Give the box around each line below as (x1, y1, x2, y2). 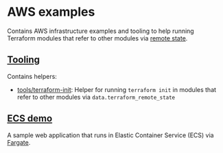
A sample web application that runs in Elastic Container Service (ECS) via (7, 131, 214, 139)
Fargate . (7, 138, 31, 146)
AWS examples (7, 4, 95, 20)
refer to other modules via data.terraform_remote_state (16, 93, 176, 101)
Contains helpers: (7, 72, 57, 80)
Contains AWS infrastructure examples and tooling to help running (7, 27, 194, 35)
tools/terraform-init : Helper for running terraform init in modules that (16, 85, 217, 93)
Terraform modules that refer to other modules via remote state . (7, 34, 188, 42)
